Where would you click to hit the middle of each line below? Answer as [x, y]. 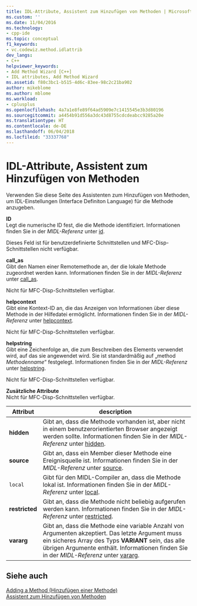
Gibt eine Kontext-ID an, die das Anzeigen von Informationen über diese [93, 308]
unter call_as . [22, 279]
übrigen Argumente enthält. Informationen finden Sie [116, 548]
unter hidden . [87, 443]
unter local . [84, 492]
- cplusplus [21, 104]
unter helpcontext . [51, 320]
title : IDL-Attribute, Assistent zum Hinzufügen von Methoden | [86, 11]
